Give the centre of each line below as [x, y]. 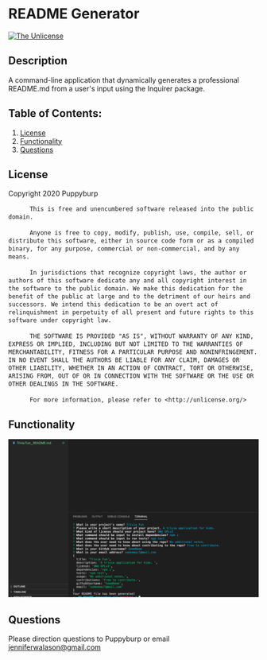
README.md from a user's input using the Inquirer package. [106, 88]
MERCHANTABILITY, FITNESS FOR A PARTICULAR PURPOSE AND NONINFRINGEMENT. [133, 352]
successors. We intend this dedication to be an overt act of [113, 305]
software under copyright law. [60, 320]
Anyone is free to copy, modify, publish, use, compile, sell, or [141, 233]
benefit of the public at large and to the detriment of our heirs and [129, 297]
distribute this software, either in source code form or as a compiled [131, 241]
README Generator [74, 14]
